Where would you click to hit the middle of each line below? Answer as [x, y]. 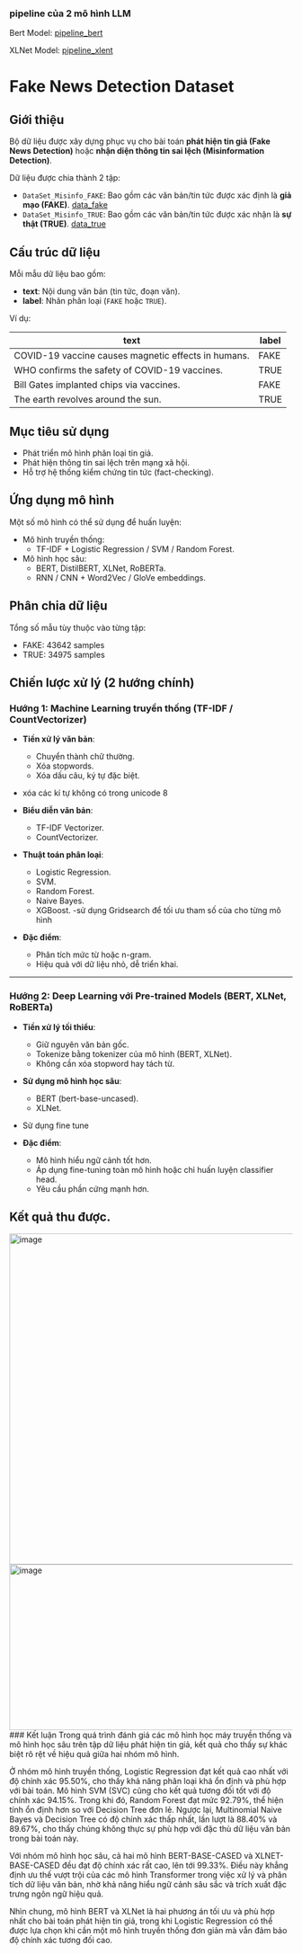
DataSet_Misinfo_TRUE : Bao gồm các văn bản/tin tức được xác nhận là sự [157, 215]
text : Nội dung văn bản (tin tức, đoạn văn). [101, 291]
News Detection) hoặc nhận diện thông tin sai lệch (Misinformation [137, 151]
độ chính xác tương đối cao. [61, 1941]
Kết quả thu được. [60, 1217]
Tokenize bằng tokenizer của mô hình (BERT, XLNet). [133, 1053]
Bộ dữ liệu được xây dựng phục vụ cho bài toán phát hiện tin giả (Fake [140, 141]
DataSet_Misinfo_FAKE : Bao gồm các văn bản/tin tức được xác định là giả [157, 195]
